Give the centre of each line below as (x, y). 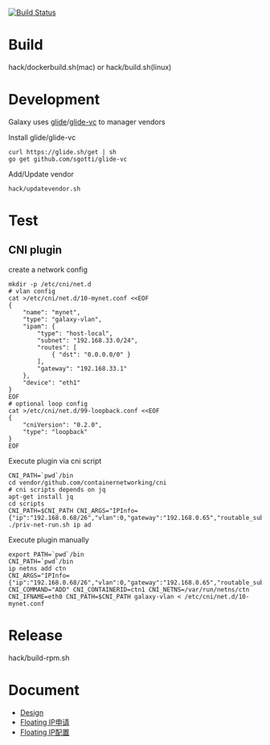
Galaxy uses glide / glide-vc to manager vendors (87, 121)
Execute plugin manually (49, 539)
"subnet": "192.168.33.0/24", (88, 340)
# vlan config (32, 291)
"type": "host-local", (75, 334)
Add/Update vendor (41, 174)
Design (32, 712)
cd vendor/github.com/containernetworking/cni (88, 482)
